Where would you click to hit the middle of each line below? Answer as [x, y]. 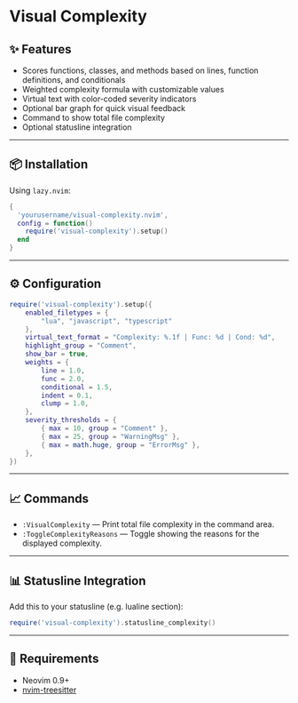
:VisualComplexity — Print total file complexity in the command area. [148, 524]
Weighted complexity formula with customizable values [123, 89]
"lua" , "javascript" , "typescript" [107, 321]
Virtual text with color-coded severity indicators [109, 99]
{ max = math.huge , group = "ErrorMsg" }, [121, 445]
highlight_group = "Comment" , [81, 346]
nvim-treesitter [49, 690]
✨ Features [40, 49]
